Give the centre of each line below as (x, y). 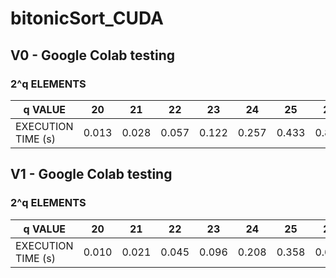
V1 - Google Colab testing (91, 174)
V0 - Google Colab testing (93, 55)
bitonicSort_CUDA (87, 18)
